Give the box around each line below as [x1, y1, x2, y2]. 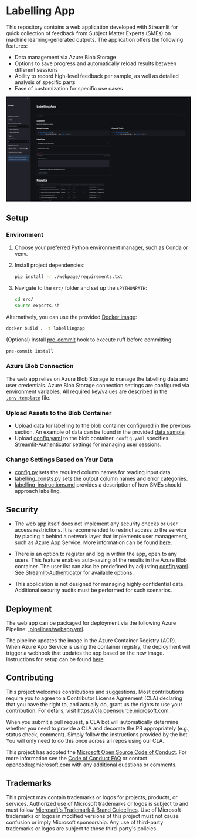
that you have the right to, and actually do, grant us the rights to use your [6, 700, 183, 708]
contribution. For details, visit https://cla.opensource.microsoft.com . [6, 707, 171, 714]
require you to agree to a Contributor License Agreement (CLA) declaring [6, 695, 183, 702]
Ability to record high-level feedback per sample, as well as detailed [14, 72, 179, 79]
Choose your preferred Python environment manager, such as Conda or [14, 244, 189, 251]
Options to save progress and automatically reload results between [14, 60, 177, 67]
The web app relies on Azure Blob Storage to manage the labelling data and [6, 375, 189, 383]
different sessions [14, 66, 59, 73]
